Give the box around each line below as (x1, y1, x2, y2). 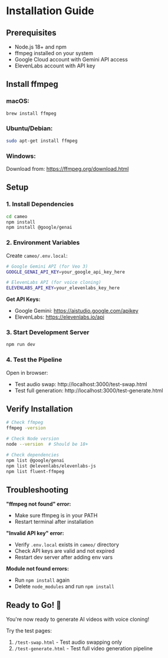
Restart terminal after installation (14, 518, 94, 526)
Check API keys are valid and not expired (14, 547, 115, 555)
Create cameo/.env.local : (6, 252, 68, 259)
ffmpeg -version (6, 425, 46, 431)
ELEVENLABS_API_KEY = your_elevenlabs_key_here (6, 285, 120, 291)
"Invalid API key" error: (6, 530, 64, 537)
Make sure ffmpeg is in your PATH (14, 512, 98, 519)
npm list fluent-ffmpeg (6, 468, 65, 474)
